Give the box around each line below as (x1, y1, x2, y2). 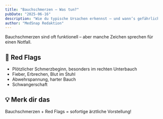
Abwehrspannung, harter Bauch (12, 76, 76, 83)
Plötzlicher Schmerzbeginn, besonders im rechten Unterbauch (12, 66, 137, 72)
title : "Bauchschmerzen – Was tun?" (5, 7, 79, 12)
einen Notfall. (5, 39, 32, 45)
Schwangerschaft (12, 82, 48, 87)
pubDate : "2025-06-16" (5, 12, 51, 17)
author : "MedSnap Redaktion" (5, 20, 64, 26)
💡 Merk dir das (5, 96, 50, 104)
